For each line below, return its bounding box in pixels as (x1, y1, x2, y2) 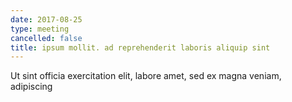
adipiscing (10, 81, 53, 93)
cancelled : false (10, 33, 83, 43)
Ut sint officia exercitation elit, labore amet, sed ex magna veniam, (10, 70, 282, 82)
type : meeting (10, 24, 70, 34)
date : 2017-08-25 (10, 14, 83, 25)
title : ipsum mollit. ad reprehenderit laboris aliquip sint (10, 42, 271, 53)
